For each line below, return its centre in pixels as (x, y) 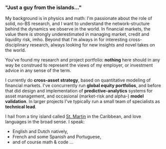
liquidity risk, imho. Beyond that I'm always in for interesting (67, 39)
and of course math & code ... (43, 142)
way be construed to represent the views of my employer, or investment (79, 65)
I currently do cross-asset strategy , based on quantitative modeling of (78, 80)
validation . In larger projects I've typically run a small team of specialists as (83, 101)
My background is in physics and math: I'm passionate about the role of (79, 18)
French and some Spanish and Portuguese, (57, 137)
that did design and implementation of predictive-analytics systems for (79, 91)
